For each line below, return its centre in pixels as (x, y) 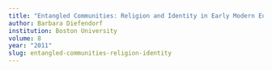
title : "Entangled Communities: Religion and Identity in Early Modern (132, 16)
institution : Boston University (63, 31)
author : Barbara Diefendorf (56, 23)
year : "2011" (30, 46)
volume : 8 (25, 38)
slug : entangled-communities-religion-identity (90, 53)
